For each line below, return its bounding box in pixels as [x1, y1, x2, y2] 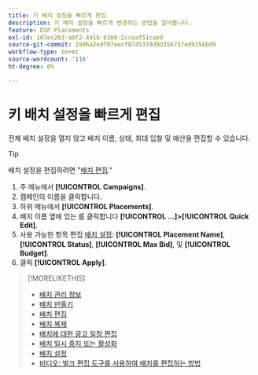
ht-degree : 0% [8, 63, 55, 71]
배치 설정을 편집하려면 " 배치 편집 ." [8, 165, 113, 175]
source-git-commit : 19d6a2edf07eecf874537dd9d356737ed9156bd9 [8, 41, 216, 49]
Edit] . [19, 220, 38, 230]
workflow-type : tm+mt [8, 48, 79, 56]
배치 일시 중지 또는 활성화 [39, 339, 118, 348]
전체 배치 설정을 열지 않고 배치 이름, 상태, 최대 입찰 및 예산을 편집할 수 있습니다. [8, 133, 251, 142]
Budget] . [19, 248, 50, 258]
